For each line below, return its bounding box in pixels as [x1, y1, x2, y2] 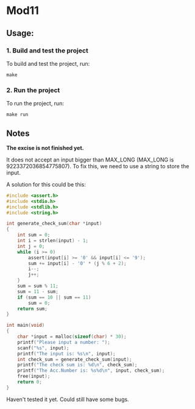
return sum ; [17, 305, 48, 311]
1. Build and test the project [6, 46, 88, 55]
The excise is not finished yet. [6, 144, 84, 151]
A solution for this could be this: [6, 180, 87, 188]
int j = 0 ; [17, 243, 45, 249]
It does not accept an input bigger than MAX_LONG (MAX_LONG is [6, 156, 174, 163]
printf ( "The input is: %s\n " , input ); [17, 350, 116, 357]
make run [6, 112, 29, 118]
